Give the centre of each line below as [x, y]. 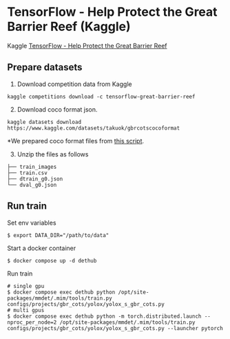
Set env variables [32, 223]
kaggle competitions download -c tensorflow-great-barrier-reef [101, 96]
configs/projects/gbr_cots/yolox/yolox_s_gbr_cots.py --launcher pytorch [115, 328]
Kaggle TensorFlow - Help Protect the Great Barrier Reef [87, 45]
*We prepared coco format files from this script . [76, 141]
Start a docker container [42, 248]
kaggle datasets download [44, 122]
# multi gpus [26, 310]
